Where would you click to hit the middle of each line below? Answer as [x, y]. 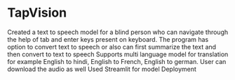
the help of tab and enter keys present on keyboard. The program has [108, 39]
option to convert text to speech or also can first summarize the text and [112, 47]
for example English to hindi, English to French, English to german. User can [117, 61]
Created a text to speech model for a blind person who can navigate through [118, 32]
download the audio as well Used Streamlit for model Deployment [102, 69]
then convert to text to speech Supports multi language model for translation [118, 54]
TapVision [37, 13]
